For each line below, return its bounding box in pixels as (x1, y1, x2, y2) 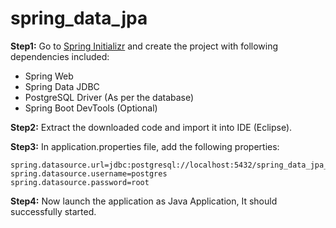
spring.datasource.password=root (10, 177, 150, 187)
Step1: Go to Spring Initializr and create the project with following (10, 40, 279, 52)
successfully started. (10, 205, 97, 217)
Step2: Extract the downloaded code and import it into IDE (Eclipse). (10, 121, 293, 133)
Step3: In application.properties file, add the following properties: (10, 140, 280, 152)
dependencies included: (10, 50, 110, 62)
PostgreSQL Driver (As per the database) (24, 91, 195, 103)
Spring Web (24, 70, 74, 82)
